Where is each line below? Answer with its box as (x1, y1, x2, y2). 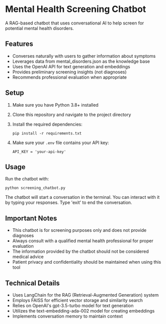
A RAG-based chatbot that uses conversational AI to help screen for (5, 20, 144, 26)
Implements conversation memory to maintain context (12, 313, 123, 319)
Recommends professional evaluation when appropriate (12, 74, 127, 80)
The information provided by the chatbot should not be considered (12, 248, 149, 255)
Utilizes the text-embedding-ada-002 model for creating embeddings (12, 308, 155, 314)
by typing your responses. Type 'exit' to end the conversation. (5, 199, 133, 205)
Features (5, 40, 33, 48)
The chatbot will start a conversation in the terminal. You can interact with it (5, 194, 160, 200)
